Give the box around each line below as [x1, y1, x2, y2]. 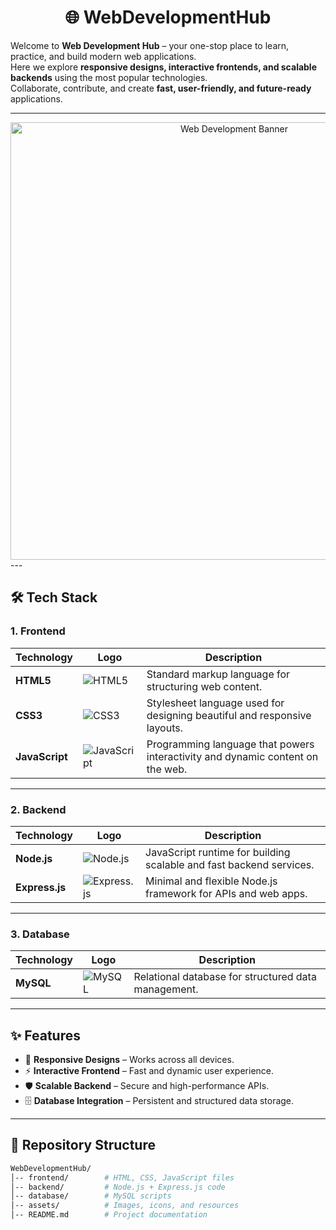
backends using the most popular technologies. [10, 71, 208, 83]
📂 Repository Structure [10, 1137, 156, 1154]
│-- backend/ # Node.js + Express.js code [10, 1182, 226, 1192]
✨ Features [10, 1027, 81, 1044]
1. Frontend [10, 624, 66, 638]
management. [133, 982, 199, 996]
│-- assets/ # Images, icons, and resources [10, 1201, 240, 1211]
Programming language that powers [146, 737, 315, 751]
